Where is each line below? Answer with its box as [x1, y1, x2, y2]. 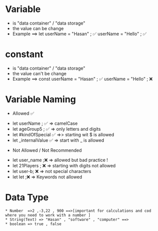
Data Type [5, 192, 49, 203]
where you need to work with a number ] [5, 212, 91, 217]
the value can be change [12, 25, 64, 31]
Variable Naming [5, 94, 76, 105]
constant [5, 49, 44, 60]
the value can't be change [12, 70, 67, 76]
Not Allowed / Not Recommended [12, 147, 82, 153]
